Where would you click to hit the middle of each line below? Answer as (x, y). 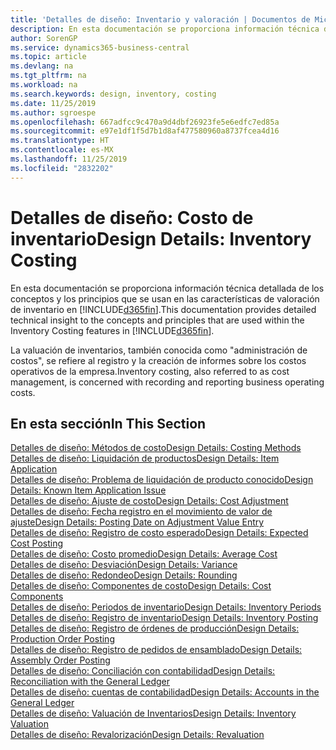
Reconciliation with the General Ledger (90, 682)
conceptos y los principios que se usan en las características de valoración (165, 298)
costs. (23, 392)
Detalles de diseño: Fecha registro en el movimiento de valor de (141, 512)
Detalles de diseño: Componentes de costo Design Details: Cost (141, 586)
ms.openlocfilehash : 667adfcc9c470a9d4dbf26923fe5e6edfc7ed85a (145, 122)
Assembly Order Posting (60, 660)
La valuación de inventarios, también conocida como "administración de (159, 350)
